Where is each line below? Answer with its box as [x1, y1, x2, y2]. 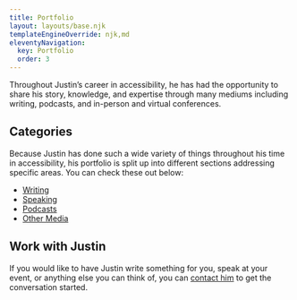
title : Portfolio [9, 13, 74, 22]
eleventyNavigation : [9, 38, 87, 47]
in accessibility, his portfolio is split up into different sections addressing [9, 158, 276, 168]
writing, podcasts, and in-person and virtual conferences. [9, 99, 222, 108]
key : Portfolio [17, 47, 74, 56]
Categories [9, 124, 73, 140]
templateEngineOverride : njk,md [9, 30, 130, 39]
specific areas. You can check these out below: [9, 167, 184, 177]
